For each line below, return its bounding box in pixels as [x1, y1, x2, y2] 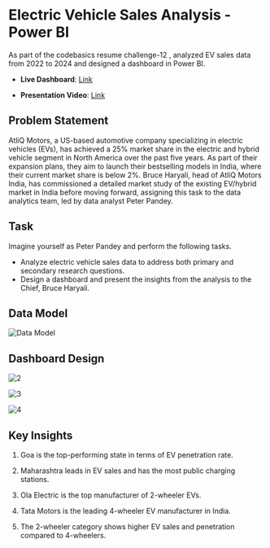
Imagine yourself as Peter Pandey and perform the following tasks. [8, 241, 232, 251]
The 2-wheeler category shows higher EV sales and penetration [20, 522, 235, 531]
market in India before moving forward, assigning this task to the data [8, 187, 242, 197]
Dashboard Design [8, 352, 105, 366]
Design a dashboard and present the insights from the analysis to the [20, 274, 252, 284]
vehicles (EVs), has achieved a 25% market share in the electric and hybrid [8, 144, 260, 154]
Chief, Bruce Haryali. [20, 283, 90, 292]
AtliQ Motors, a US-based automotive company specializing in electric [8, 135, 244, 145]
